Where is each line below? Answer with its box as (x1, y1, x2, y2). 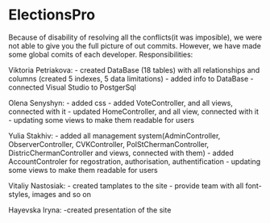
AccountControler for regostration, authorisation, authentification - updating (8, 156, 261, 166)
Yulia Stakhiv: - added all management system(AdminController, (8, 131, 221, 141)
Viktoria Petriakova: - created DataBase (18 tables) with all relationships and (8, 65, 260, 74)
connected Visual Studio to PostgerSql (8, 82, 137, 92)
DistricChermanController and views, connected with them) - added (8, 148, 234, 158)
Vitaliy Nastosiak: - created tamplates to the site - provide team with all (8, 180, 244, 191)
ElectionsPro (8, 6, 95, 24)
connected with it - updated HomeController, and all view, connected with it (8, 107, 260, 116)
